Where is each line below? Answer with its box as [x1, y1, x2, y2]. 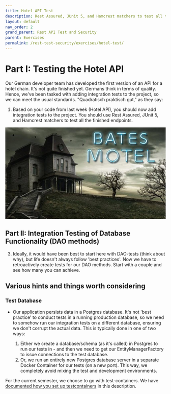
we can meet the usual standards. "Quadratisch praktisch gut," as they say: [5, 96, 163, 102]
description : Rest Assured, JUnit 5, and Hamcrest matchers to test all [5, 13, 163, 19]
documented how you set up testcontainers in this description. [5, 383, 136, 389]
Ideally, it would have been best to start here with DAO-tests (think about [12, 250, 165, 257]
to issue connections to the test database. [20, 351, 108, 357]
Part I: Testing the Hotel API [5, 63, 124, 75]
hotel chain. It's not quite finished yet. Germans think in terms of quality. [5, 85, 156, 91]
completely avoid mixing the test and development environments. [20, 367, 157, 374]
